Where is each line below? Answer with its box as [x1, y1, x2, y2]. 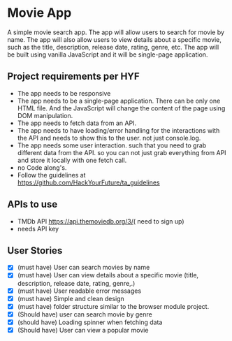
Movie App [7, 5, 72, 21]
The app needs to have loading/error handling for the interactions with [17, 126, 220, 134]
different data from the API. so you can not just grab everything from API [17, 148, 226, 157]
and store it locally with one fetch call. [17, 156, 127, 164]
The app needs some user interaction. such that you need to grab [17, 141, 207, 150]
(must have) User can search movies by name [17, 263, 150, 272]
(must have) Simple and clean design [17, 294, 124, 303]
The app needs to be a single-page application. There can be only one [17, 96, 221, 105]
